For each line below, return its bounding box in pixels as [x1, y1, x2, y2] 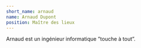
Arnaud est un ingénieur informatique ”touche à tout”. [6, 36, 136, 43]
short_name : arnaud [6, 8, 54, 15]
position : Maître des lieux [6, 19, 75, 25]
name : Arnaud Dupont [6, 14, 57, 20]
